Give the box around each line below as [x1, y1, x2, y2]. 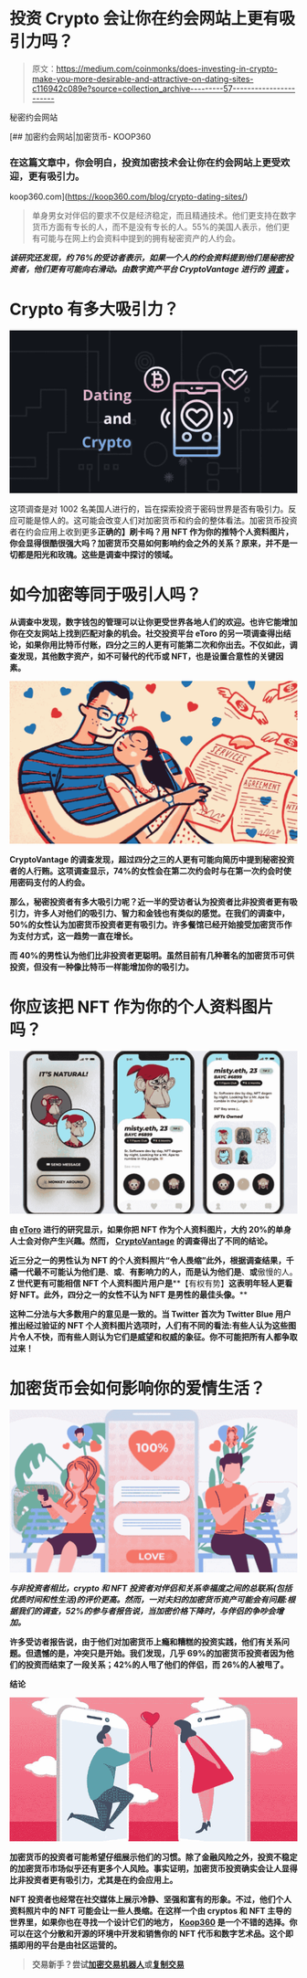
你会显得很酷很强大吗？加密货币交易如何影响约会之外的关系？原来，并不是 [9, 538, 290, 549]
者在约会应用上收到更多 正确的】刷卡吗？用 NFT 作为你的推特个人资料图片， [9, 526, 294, 537]
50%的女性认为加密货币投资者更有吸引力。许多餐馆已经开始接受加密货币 [9, 919, 285, 930]
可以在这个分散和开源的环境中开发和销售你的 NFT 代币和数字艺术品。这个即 [9, 1928, 294, 1939]
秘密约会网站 [9, 111, 58, 122]
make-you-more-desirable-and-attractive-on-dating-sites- [31, 73, 254, 84]
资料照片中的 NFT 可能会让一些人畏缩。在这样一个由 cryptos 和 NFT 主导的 [9, 1905, 292, 1916]
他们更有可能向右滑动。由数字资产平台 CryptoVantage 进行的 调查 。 [33, 264, 294, 275]
